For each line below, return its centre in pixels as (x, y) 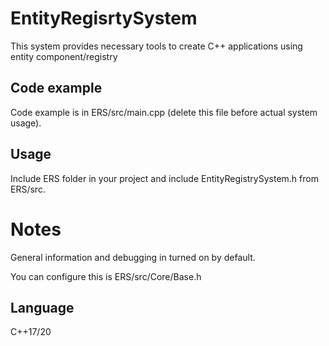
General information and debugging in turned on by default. (133, 257)
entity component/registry (64, 56)
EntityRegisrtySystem (104, 18)
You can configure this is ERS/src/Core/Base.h (106, 276)
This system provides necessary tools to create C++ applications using (156, 46)
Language (42, 307)
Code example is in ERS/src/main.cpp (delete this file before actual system (164, 112)
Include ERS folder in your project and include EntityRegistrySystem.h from (164, 178)
